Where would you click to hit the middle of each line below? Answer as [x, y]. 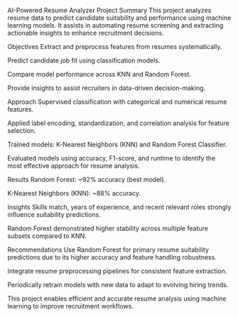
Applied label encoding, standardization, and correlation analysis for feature [118, 123]
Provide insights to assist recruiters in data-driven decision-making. [107, 88]
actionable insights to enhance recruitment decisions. [86, 33]
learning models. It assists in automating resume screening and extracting [115, 25]
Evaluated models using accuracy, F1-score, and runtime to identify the [112, 158]
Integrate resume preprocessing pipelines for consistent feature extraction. [117, 271]
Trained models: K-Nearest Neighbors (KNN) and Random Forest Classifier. [117, 144]
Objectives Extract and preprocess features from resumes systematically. [115, 47]
